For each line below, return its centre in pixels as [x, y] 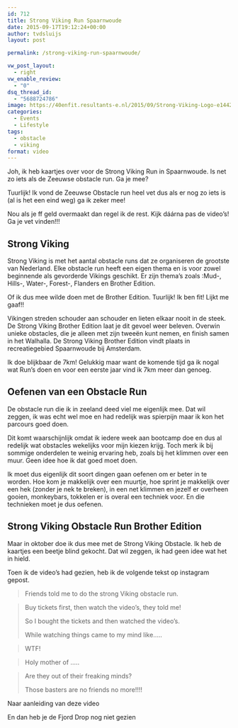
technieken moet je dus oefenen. [55, 504]
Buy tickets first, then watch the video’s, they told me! [103, 607]
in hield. [19, 558]
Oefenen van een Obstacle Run [77, 392]
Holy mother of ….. [52, 662]
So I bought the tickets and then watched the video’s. [102, 621]
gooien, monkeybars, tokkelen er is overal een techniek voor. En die [106, 496]
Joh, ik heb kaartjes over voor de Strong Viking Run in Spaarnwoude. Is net [117, 171]
